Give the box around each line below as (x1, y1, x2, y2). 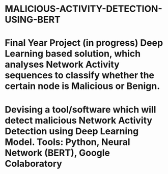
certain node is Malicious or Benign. (5, 80, 160, 92)
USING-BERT (5, 14, 61, 25)
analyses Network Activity (5, 59, 120, 70)
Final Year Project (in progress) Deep (5, 37, 163, 49)
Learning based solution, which (5, 48, 141, 60)
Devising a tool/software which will (5, 104, 156, 115)
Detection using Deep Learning (5, 125, 139, 137)
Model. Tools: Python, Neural (5, 136, 130, 148)
